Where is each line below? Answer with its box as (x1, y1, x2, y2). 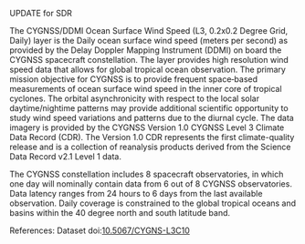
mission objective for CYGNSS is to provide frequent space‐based (9, 74, 258, 85)
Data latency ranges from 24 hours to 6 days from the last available (9, 188, 263, 198)
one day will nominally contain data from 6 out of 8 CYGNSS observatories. (9, 178, 292, 189)
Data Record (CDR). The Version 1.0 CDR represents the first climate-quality (9, 132, 295, 142)
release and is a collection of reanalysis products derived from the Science (9, 141, 291, 152)
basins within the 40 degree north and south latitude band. (9, 208, 231, 218)
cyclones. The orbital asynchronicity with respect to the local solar (9, 93, 260, 104)
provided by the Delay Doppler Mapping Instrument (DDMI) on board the (9, 45, 282, 56)
